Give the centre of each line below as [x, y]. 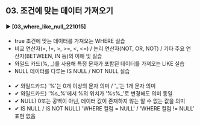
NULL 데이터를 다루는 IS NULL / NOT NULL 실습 [72, 71]
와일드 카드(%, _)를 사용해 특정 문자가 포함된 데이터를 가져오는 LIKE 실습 [99, 63]
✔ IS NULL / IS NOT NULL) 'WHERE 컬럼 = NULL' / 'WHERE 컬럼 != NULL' [104, 109]
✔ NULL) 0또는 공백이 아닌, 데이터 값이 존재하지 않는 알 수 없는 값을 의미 [100, 101]
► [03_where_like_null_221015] [46, 27]
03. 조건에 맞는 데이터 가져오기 [60, 11]
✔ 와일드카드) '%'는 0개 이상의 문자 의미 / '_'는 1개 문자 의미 [85, 86]
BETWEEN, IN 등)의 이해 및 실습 [64, 56]
